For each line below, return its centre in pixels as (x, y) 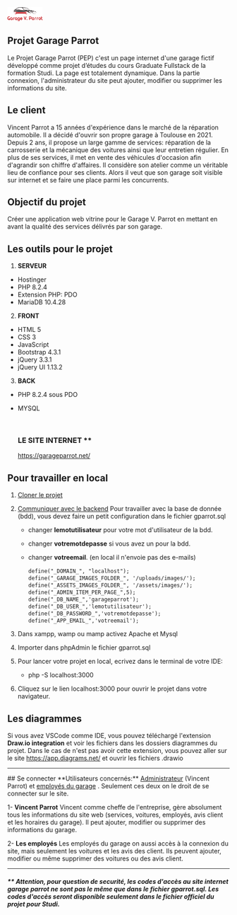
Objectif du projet (47, 202)
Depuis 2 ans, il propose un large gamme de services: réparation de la (109, 142)
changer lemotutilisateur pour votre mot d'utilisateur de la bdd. (120, 530)
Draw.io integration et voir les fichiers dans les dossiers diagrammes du (112, 743)
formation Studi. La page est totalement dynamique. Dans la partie (104, 73)
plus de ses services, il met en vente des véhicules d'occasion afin (104, 157)
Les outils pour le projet (60, 249)
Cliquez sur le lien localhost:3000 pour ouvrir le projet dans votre (112, 689)
